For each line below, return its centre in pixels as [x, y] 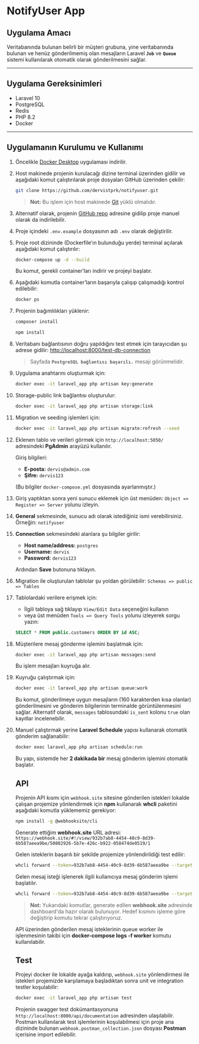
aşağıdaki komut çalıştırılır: [48, 249]
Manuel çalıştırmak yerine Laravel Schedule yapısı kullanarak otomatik [101, 730]
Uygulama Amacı [39, 33]
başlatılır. [26, 883]
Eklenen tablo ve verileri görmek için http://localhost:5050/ [89, 439]
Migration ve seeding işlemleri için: [58, 417]
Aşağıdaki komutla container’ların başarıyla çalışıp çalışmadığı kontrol [100, 282]
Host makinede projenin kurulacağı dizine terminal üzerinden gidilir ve [100, 173]
